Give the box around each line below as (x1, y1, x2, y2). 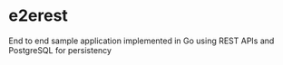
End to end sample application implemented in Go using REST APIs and (8, 35, 275, 46)
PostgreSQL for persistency (8, 44, 112, 55)
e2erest (8, 5, 69, 26)
